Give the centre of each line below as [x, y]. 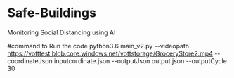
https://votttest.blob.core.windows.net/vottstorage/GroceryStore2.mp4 [110, 53]
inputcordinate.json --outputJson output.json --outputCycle [140, 60]
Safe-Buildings [52, 13]
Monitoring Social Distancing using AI [61, 32]
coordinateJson [30, 60]
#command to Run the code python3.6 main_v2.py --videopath [98, 46]
